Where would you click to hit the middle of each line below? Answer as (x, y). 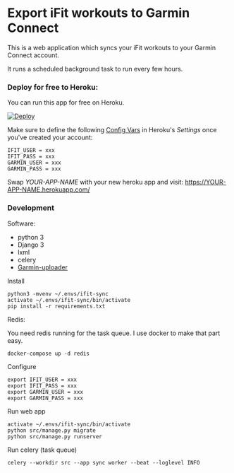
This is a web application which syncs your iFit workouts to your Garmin (112, 47)
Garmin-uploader (43, 267)
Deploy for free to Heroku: (53, 87)
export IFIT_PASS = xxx (42, 386)
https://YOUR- (206, 182)
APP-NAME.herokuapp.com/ (49, 189)
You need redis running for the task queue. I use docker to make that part (114, 333)
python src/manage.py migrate (52, 430)
